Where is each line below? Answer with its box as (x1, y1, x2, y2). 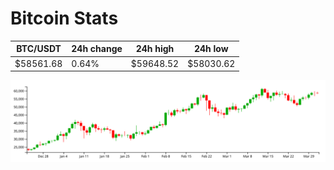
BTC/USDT (16, 43, 62, 55)
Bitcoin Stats (10, 7, 119, 30)
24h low (193, 43, 229, 55)
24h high (135, 43, 175, 55)
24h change (71, 43, 123, 55)
